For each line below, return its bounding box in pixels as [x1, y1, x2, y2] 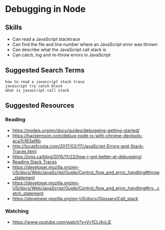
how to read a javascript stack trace [5, 79, 85, 84]
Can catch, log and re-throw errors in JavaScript [12, 52, 111, 58]
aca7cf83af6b [12, 138, 41, 144]
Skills [5, 23, 22, 32]
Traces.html [12, 148, 37, 154]
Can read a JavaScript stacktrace [12, 36, 80, 42]
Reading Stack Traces [12, 159, 57, 165]
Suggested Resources [5, 101, 75, 110]
